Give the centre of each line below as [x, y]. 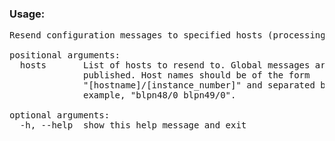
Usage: [27, 14]
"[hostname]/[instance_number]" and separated [199, 85]
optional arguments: [60, 115]
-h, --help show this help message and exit [133, 125]
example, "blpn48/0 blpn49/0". [160, 95]
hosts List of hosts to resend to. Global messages [165, 65]
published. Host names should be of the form [197, 75]
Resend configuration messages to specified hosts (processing [167, 35]
